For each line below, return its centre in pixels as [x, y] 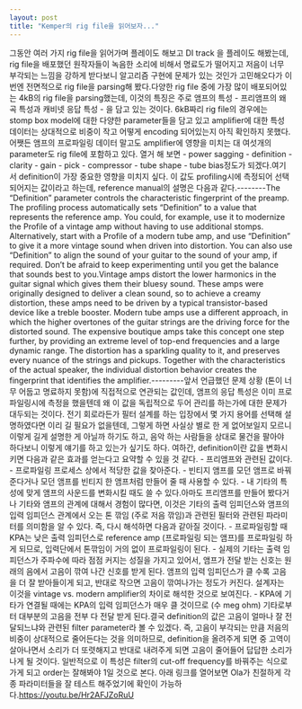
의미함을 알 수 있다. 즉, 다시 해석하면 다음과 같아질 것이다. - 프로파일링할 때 [156, 526]
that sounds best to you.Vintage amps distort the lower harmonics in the [143, 274]
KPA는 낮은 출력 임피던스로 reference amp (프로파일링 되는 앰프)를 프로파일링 [147, 537]
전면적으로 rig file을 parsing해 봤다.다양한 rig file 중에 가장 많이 [137, 86]
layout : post [34, 18]
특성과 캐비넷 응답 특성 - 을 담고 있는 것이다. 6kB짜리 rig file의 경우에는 [143, 109]
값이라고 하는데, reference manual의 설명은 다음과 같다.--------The [160, 187]
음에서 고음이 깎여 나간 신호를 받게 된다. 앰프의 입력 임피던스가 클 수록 [148, 571]
